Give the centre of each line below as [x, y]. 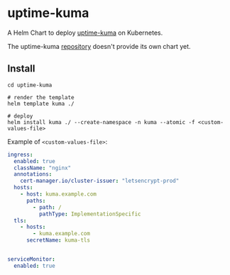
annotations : [33, 174]
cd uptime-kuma [30, 85]
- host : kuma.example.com [59, 194]
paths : [36, 201]
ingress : [20, 155]
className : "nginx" [43, 168]
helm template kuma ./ [41, 103]
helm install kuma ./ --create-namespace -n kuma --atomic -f [101, 122]
